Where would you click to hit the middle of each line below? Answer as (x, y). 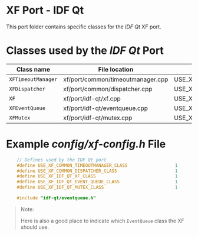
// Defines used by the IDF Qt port (62, 160)
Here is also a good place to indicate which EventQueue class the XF (102, 221)
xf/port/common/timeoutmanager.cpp (115, 79)
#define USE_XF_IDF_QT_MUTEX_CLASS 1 (97, 187)
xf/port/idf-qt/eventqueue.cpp (105, 108)
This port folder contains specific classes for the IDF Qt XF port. (84, 27)
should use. (34, 227)
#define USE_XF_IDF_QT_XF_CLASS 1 (97, 176)
